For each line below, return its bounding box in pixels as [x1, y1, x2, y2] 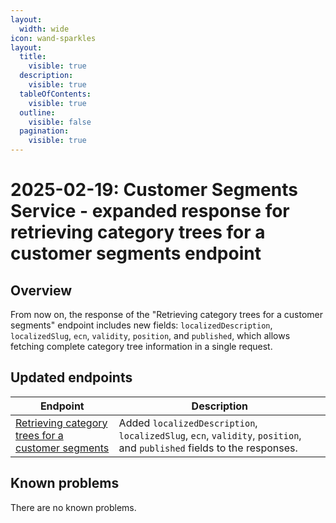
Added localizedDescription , [118, 416, 258, 430]
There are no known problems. [10, 501, 137, 513]
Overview [10, 282, 73, 299]
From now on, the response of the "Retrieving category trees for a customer [10, 309, 324, 320]
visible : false [28, 117, 92, 127]
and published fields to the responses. [118, 441, 298, 455]
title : [19, 52, 47, 62]
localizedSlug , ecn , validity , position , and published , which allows [10, 330, 291, 341]
